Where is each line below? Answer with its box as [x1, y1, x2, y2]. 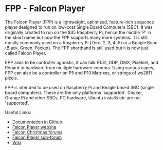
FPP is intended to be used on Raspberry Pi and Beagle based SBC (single [5, 84, 154, 90]
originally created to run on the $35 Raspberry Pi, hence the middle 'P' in [5, 29, 151, 35]
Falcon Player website [12, 124, 56, 130]
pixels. [5, 75, 18, 81]
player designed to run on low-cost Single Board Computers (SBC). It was [5, 24, 153, 30]
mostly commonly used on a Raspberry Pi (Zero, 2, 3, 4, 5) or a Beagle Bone [5, 39, 158, 45]
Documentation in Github [12, 119, 62, 125]
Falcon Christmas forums [12, 129, 63, 135]
